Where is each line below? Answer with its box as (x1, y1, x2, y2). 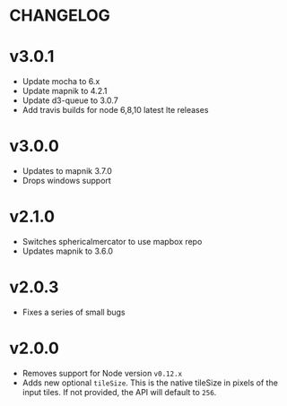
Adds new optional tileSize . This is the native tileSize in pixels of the (22, 377, 278, 388)
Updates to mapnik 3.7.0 (22, 166, 112, 177)
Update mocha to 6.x (22, 76, 100, 87)
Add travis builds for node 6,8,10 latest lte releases (22, 105, 209, 116)
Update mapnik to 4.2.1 (22, 86, 108, 97)
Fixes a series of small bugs (22, 307, 126, 317)
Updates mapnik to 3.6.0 (22, 246, 114, 256)
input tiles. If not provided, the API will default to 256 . (22, 386, 217, 397)
